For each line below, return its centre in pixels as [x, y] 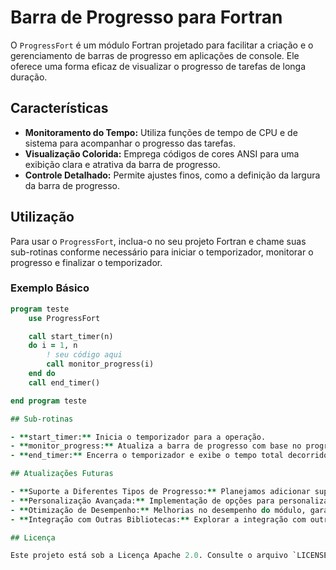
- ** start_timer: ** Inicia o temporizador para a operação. [138, 437]
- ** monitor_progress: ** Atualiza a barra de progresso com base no [156, 446]
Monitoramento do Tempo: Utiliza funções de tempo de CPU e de [161, 132]
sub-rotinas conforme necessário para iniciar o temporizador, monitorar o [162, 252]
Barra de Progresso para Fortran [146, 17]
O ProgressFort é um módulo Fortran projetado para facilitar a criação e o [162, 45]
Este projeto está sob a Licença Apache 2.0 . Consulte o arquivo [149, 556]
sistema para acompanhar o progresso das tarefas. [130, 143]
